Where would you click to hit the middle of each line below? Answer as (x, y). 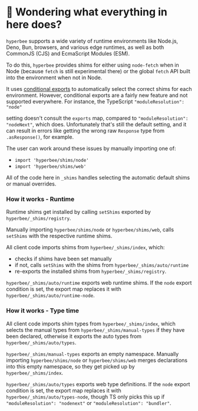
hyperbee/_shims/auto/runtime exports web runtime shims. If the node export (99, 283)
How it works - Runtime (40, 199)
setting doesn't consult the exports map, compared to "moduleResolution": (97, 118)
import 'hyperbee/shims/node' (52, 160)
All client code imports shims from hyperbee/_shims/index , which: (85, 247)
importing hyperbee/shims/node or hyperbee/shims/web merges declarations (97, 360)
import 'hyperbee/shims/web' (50, 167)
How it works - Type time (43, 311)
